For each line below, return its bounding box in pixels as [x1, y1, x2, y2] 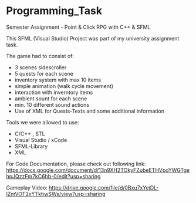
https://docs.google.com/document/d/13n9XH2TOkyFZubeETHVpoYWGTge [6, 166, 190, 174]
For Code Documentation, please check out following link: [6, 160, 146, 167]
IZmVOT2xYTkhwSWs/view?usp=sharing [6, 190, 106, 197]
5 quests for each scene [14, 70, 73, 77]
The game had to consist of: [6, 52, 75, 59]
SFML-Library [14, 143, 48, 150]
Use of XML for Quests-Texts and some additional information [14, 107, 164, 114]
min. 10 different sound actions [14, 101, 90, 108]
